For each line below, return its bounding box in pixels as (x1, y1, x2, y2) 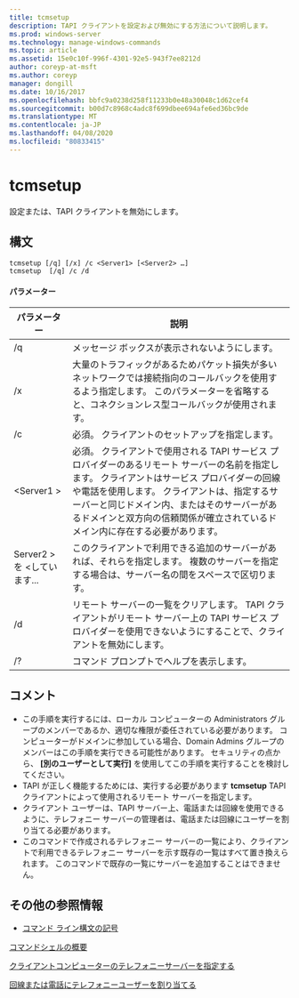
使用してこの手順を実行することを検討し (141, 758, 290, 769)
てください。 (21, 769, 69, 779)
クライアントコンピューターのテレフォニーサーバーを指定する (9, 961, 236, 971)
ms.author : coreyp (9, 71, 77, 80)
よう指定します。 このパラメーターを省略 (81, 384, 252, 397)
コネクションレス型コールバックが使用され (89, 398, 269, 410)
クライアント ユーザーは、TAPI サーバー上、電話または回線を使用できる (21, 802, 285, 813)
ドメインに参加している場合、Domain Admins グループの (77, 736, 285, 746)
